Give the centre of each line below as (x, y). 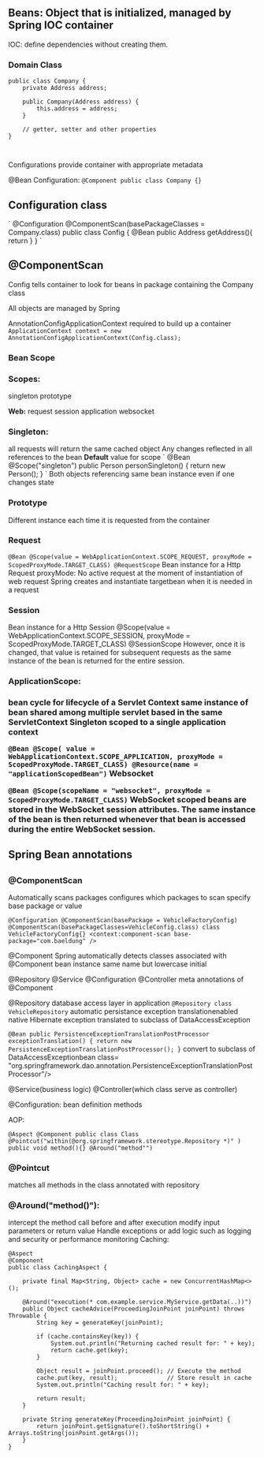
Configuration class (58, 205)
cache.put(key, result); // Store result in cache (144, 1378)
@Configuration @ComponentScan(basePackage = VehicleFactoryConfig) (123, 920)
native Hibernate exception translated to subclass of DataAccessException (129, 1019)
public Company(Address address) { (81, 102)
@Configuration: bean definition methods (75, 1105)
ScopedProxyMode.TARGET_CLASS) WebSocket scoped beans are (127, 799)
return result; (61, 1399)
